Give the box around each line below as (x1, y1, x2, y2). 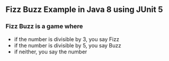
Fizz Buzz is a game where (5, 22, 83, 30)
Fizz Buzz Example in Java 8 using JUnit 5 (5, 5, 163, 15)
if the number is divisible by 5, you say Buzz (14, 42, 122, 49)
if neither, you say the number (14, 48, 87, 55)
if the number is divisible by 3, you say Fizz (14, 35, 119, 43)
